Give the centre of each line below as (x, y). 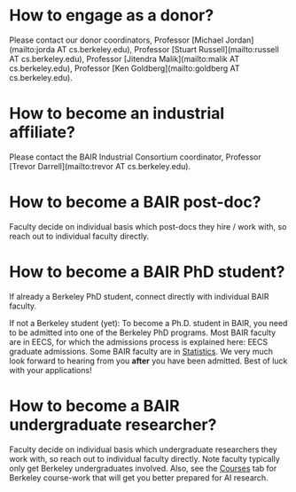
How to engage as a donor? (112, 16)
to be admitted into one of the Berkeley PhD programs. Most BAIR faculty (143, 332)
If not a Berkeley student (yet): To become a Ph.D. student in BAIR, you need (148, 323)
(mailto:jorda (32, 49)
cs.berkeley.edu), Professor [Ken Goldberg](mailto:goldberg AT (125, 68)
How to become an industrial (117, 114)
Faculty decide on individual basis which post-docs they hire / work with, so (148, 226)
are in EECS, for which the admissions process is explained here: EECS (139, 341)
